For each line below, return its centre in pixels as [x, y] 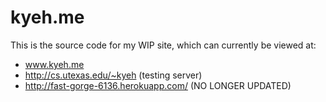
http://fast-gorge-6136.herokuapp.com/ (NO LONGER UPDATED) [158, 85]
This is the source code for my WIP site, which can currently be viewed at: [163, 45]
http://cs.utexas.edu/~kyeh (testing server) [113, 75]
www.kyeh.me [54, 64]
